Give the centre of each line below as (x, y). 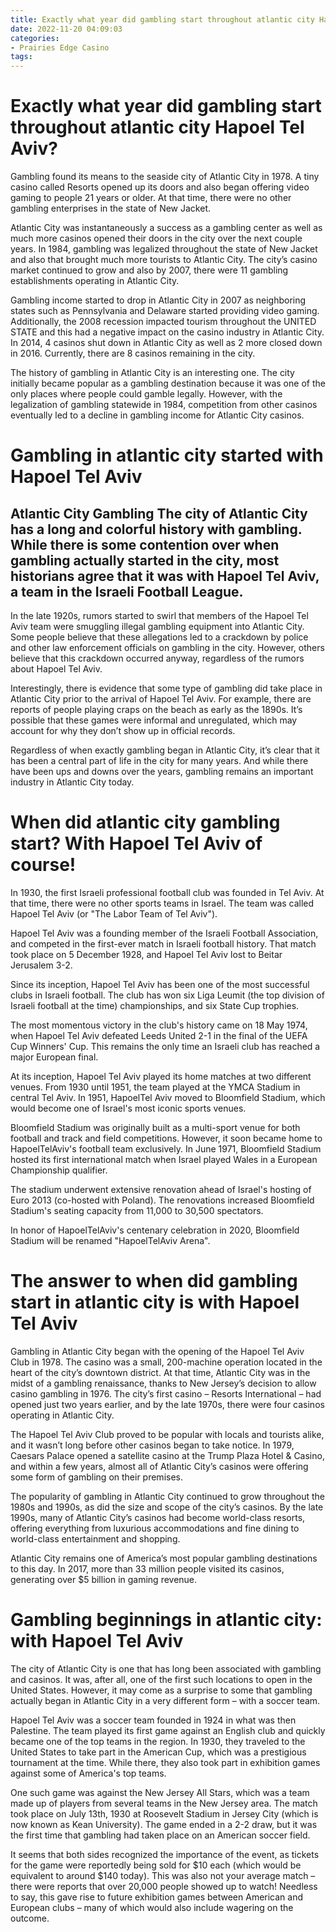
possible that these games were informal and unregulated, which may (154, 720)
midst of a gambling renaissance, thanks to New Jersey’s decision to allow (163, 1383)
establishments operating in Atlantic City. (95, 281)
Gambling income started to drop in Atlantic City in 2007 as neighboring (158, 300)
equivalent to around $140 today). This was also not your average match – (163, 1875)
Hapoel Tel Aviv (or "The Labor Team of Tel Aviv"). (114, 914)
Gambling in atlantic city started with (167, 455)
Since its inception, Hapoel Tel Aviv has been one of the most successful (160, 984)
